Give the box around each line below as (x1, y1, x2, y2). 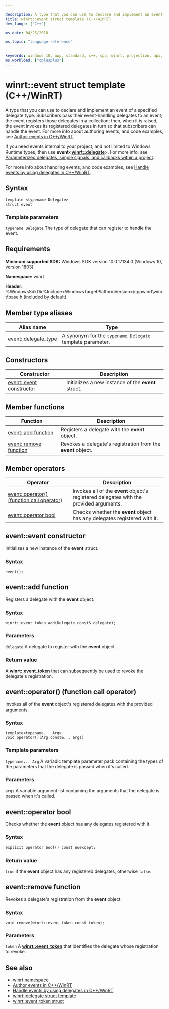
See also (5, 963, 33, 972)
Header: (5, 283, 23, 289)
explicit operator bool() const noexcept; (5, 845, 96, 850)
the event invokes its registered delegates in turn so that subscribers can (5, 123, 156, 129)
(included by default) (23, 294, 67, 300)
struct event (5, 201, 33, 207)
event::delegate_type (8, 335, 57, 342)
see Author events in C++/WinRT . (5, 133, 75, 139)
